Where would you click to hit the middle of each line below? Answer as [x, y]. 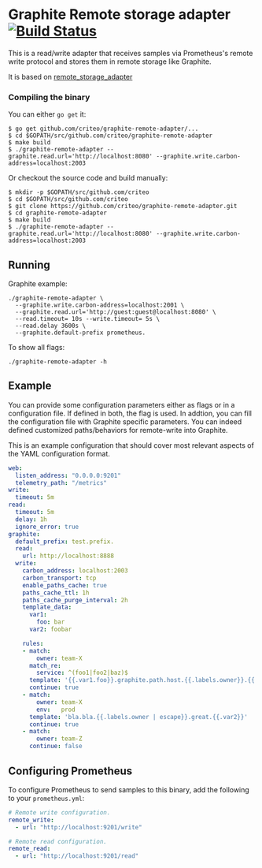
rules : [33, 643]
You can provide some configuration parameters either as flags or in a [122, 404]
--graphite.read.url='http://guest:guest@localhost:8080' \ [116, 312]
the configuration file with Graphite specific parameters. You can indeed [125, 421]
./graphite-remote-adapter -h [58, 362]
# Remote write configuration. [59, 812]
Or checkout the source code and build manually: [88, 178]
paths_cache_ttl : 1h [56, 593]
